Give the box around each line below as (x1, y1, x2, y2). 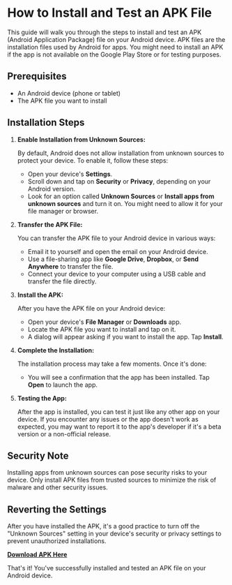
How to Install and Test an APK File (7, 5, 212, 21)
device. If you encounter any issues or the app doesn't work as (17, 415, 199, 423)
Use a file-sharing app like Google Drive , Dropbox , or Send (27, 255, 199, 263)
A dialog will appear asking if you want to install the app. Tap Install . (27, 332, 224, 341)
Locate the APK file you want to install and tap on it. (27, 325, 176, 333)
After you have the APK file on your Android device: (17, 304, 166, 312)
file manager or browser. (27, 207, 99, 215)
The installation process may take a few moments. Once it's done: (17, 360, 207, 368)
